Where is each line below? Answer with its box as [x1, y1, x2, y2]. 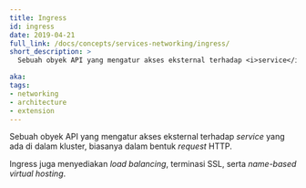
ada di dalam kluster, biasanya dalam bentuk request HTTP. [9, 141, 232, 151]
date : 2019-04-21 [9, 30, 76, 39]
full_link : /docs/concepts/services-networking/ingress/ [9, 38, 230, 48]
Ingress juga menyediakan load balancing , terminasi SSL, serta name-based [9, 159, 297, 170]
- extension [9, 106, 55, 115]
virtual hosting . [9, 168, 66, 179]
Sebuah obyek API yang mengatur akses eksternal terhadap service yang [9, 131, 285, 142]
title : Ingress [9, 13, 67, 23]
